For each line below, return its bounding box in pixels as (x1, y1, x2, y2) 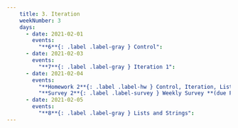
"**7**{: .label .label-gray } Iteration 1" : (38, 63, 175, 70)
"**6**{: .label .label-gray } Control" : (38, 43, 163, 50)
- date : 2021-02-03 (25, 50, 83, 58)
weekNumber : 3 (19, 17, 61, 24)
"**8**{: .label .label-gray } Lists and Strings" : (38, 110, 195, 117)
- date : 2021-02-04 (25, 70, 83, 77)
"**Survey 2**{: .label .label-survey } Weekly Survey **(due (38, 90, 227, 97)
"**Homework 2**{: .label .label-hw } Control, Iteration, (38, 83, 217, 90)
